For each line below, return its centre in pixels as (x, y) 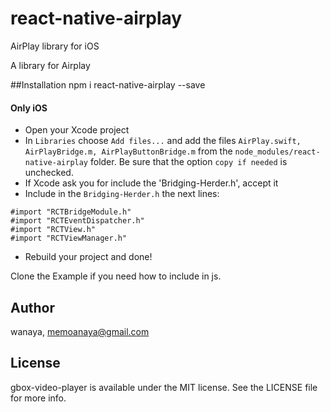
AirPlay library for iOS (55, 46)
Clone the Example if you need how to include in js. (116, 276)
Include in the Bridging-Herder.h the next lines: (122, 194)
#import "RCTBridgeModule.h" (71, 212)
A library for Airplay (50, 65)
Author (32, 307)
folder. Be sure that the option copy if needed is (188, 162)
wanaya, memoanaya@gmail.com (80, 331)
